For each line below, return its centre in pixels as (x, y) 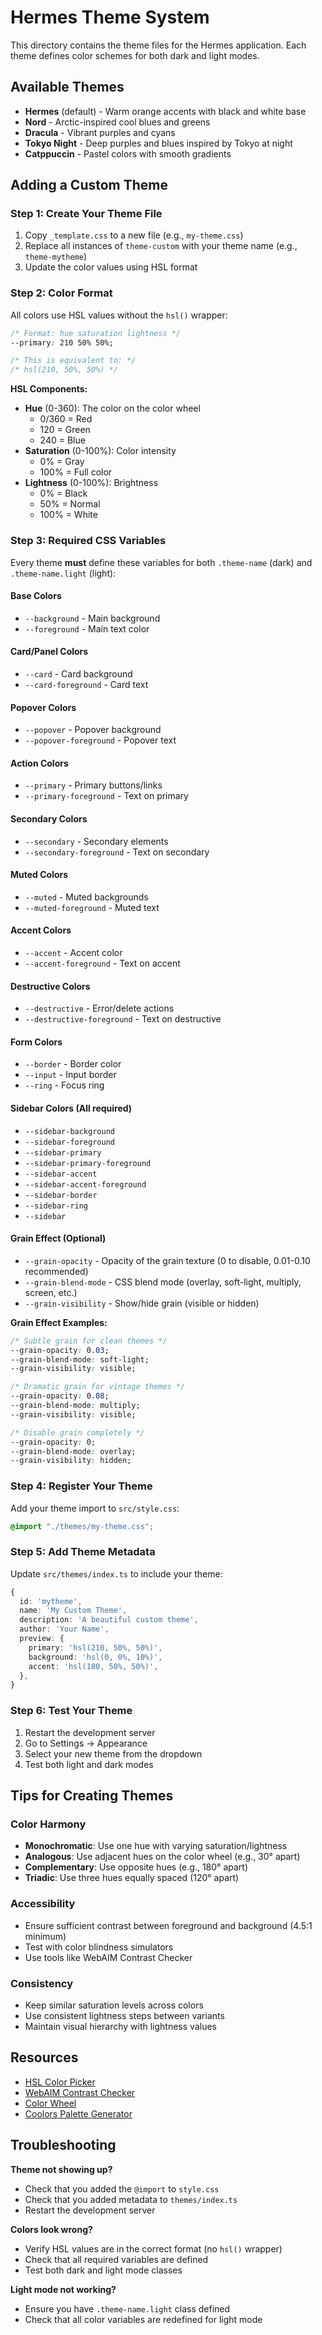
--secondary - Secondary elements (96, 841)
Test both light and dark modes (89, 1764)
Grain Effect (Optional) (58, 1238)
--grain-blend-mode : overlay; (73, 1451)
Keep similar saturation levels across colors (114, 2005)
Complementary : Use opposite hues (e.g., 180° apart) (136, 1867)
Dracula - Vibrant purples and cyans (100, 132)
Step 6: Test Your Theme (71, 1711)
